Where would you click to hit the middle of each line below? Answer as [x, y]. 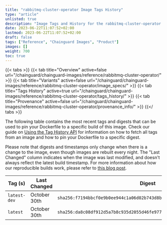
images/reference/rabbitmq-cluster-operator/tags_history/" [66, 96]
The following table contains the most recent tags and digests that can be [81, 121]
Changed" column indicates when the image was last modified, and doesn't [83, 158]
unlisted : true [21, 19]
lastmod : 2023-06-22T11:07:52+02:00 [43, 33]
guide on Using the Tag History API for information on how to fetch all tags [81, 132]
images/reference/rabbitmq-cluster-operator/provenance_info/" [71, 107]
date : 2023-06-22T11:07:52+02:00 [40, 28]
